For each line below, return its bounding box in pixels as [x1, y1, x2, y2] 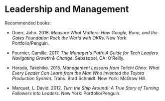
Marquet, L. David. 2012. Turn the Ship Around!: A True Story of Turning [11, 85, 159, 91]
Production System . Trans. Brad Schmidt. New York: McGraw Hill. [11, 75, 147, 81]
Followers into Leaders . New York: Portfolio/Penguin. [11, 90, 121, 96]
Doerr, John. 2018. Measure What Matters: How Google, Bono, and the [11, 29, 158, 35]
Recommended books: [4, 20, 51, 26]
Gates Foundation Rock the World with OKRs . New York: [11, 35, 128, 41]
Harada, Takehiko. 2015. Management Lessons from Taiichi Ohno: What [11, 65, 160, 71]
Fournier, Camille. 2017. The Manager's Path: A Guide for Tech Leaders [11, 50, 158, 56]
